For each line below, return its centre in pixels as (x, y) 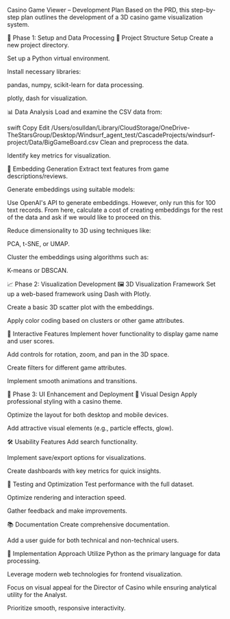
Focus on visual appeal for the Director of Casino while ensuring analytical (112, 587)
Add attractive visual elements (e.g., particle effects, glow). (90, 428)
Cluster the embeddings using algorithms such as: (78, 257)
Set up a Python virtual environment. (59, 58)
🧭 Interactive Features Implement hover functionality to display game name (113, 334)
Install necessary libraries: (44, 72)
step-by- (203, 10)
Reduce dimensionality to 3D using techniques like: (79, 230)
